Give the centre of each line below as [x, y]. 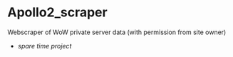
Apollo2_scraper [58, 12]
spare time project [45, 46]
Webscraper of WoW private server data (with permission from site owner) [117, 32]
